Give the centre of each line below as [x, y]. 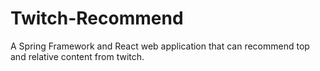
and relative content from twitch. [77, 56]
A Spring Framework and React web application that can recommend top [160, 46]
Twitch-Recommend [97, 18]
